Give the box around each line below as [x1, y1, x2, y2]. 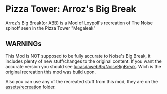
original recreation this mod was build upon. [5, 69, 96, 75]
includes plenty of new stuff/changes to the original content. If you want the [5, 58, 162, 64]
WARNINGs [5, 40, 42, 48]
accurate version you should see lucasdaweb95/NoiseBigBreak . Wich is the [5, 63, 161, 69]
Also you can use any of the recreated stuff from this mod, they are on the [5, 78, 158, 84]
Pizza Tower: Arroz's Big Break [5, 3, 137, 15]
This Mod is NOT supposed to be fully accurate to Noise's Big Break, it [5, 53, 151, 59]
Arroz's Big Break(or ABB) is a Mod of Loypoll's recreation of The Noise [5, 20, 153, 26]
